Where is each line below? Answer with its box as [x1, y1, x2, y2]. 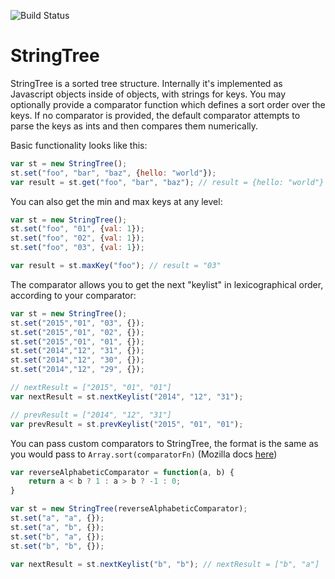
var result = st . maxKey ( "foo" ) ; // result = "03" [10, 261, 222, 271]
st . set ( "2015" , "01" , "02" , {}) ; [10, 327, 145, 337]
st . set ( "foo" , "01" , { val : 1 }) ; [10, 224, 145, 234]
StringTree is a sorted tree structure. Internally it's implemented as [10, 77, 283, 89]
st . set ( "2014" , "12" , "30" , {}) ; [10, 355, 145, 365]
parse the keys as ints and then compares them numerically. [10, 120, 259, 132]
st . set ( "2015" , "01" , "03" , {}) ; [10, 318, 145, 328]
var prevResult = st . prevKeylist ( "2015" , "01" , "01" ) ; [10, 419, 244, 429]
